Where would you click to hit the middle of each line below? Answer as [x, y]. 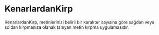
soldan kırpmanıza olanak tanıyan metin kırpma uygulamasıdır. [67, 27]
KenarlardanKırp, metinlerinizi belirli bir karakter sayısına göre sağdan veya [79, 22]
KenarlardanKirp [39, 9]
